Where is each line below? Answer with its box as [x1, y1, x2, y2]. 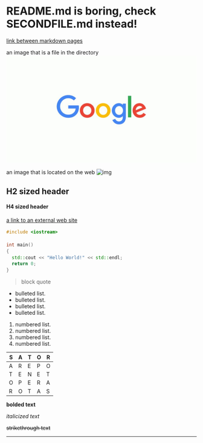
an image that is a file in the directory [6, 48, 99, 56]
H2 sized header [6, 186, 69, 196]
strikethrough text [6, 424, 51, 432]
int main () [6, 242, 34, 248]
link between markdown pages [6, 37, 83, 44]
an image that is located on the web [6, 169, 95, 176]
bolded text [6, 401, 36, 409]
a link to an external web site [6, 216, 77, 224]
